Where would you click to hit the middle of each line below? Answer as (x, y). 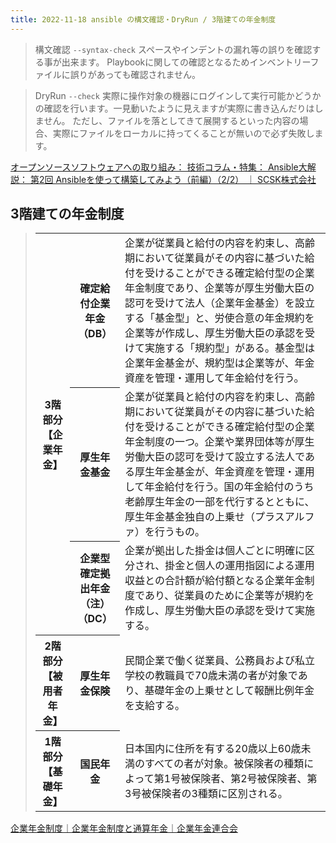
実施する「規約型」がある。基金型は (230, 348)
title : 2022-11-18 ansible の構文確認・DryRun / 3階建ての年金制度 (143, 19)
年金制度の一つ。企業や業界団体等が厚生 (219, 442)
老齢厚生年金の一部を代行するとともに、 (219, 502)
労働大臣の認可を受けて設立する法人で (214, 457)
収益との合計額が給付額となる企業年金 (214, 581)
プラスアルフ (284, 517)
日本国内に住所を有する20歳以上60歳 (213, 748)
